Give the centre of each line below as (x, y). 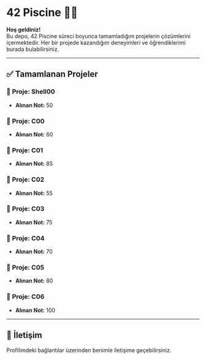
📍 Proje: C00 (25, 121)
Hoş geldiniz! (24, 29)
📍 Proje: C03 (25, 209)
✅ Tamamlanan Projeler (52, 74)
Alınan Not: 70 (34, 252)
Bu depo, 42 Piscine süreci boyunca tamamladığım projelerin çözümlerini (99, 36)
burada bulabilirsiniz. (33, 49)
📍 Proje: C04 (25, 238)
